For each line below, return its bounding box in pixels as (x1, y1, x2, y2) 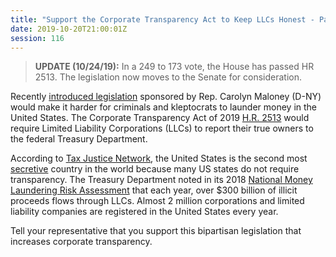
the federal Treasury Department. (10, 133, 148, 145)
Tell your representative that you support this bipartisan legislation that (10, 225, 302, 237)
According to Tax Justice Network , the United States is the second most (10, 152, 308, 165)
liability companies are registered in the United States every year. (10, 206, 279, 218)
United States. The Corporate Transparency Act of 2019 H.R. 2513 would (10, 112, 310, 124)
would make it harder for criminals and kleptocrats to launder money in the (10, 101, 318, 113)
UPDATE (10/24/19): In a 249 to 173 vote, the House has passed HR (34, 61, 315, 73)
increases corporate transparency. (10, 236, 153, 248)
